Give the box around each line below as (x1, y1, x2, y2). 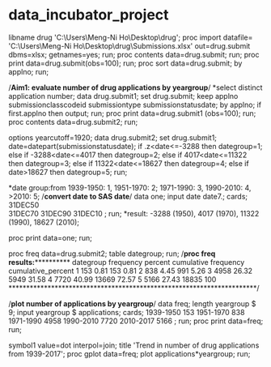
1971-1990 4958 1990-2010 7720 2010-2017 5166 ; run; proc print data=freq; (8, 316, 264, 326)
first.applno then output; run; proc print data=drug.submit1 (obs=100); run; (8, 108, 256, 118)
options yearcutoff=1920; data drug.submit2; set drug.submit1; (8, 132, 217, 143)
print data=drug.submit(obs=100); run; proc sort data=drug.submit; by (8, 58, 243, 68)
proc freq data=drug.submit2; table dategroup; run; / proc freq (8, 249, 216, 258)
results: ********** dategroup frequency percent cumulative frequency (8, 257, 245, 267)
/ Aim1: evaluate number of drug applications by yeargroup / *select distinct (8, 83, 263, 92)
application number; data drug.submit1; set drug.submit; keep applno (8, 91, 239, 100)
